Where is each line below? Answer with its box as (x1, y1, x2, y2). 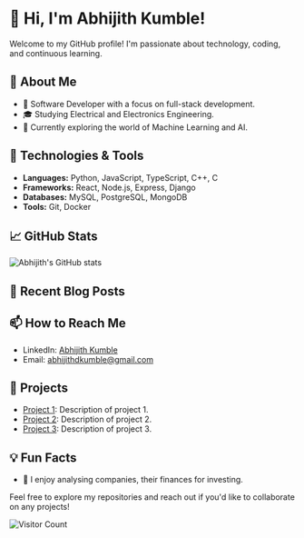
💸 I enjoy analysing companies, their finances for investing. (22, 474, 243, 485)
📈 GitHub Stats (9, 228, 98, 244)
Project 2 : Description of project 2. (22, 413, 152, 425)
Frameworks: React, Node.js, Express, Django (22, 182, 197, 193)
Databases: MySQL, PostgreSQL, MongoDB (22, 191, 188, 203)
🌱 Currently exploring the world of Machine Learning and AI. (22, 122, 248, 133)
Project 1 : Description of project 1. (22, 404, 149, 415)
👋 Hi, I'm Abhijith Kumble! (9, 8, 206, 29)
